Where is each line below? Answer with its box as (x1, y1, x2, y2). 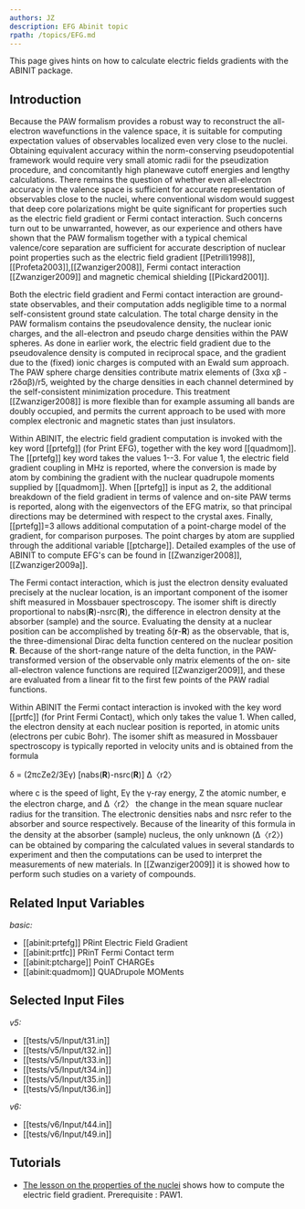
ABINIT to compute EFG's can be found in (9, 550, 167, 561)
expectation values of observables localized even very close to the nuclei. (9, 135, 288, 146)
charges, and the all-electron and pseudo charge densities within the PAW (9, 328, 289, 339)
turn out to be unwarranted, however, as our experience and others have (9, 223, 283, 234)
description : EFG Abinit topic (9, 22, 129, 31)
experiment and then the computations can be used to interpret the (9, 850, 263, 861)
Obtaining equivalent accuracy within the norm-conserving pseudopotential (9, 145, 295, 156)
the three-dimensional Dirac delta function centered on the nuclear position (9, 636, 294, 647)
